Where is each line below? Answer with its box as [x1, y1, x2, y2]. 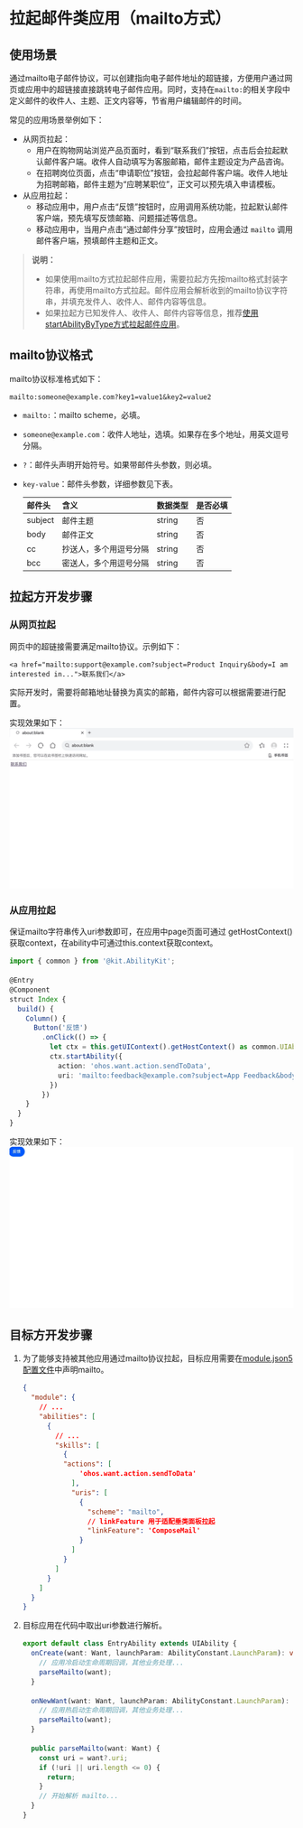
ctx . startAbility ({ [49, 1052, 124, 1061]
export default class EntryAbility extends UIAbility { [22, 1639, 237, 1648]
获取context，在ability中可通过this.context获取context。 [9, 937, 218, 948]
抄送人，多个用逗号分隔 [61, 544, 150, 555]
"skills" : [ [55, 1441, 100, 1450]
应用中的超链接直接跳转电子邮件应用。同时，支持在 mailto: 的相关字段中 [24, 84, 291, 95]
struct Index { [9, 994, 67, 1003]
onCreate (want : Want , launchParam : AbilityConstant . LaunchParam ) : [31, 1649, 286, 1658]
